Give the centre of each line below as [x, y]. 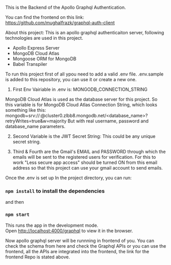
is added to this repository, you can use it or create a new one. [71, 79]
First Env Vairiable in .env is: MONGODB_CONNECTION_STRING [80, 89]
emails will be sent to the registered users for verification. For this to [84, 157]
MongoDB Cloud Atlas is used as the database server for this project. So [81, 99]
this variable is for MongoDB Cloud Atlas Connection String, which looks [81, 105]
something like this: [26, 110]
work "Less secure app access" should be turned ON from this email [85, 162]
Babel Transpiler [30, 64]
